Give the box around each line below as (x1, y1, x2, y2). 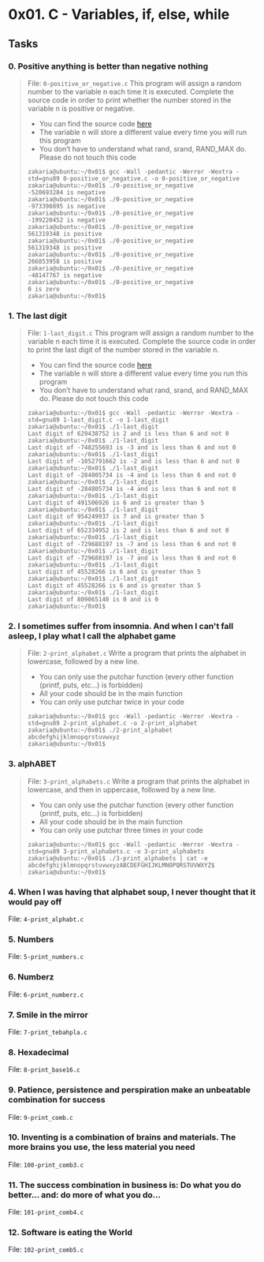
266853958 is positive (27, 257, 102, 265)
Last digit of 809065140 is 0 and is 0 (27, 596, 159, 604)
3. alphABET (8, 758, 57, 770)
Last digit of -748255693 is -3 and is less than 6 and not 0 (27, 444, 236, 451)
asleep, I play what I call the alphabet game (8, 631, 177, 642)
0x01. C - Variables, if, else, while (8, 6, 230, 24)
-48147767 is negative (27, 271, 102, 279)
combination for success (8, 1095, 106, 1106)
